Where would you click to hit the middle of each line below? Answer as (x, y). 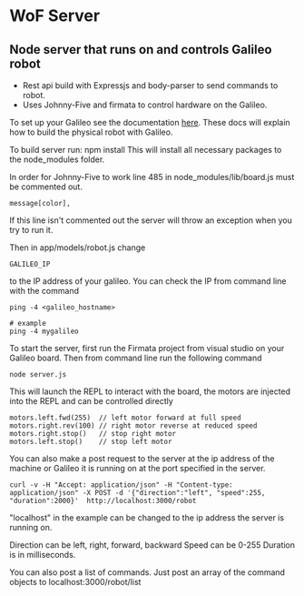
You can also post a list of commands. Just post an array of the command (147, 572)
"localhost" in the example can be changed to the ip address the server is (147, 518)
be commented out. (46, 187)
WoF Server (55, 16)
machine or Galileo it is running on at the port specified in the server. (137, 468)
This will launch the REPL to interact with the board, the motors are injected (150, 391)
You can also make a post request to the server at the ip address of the (142, 459)
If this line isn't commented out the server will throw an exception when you (151, 220)
